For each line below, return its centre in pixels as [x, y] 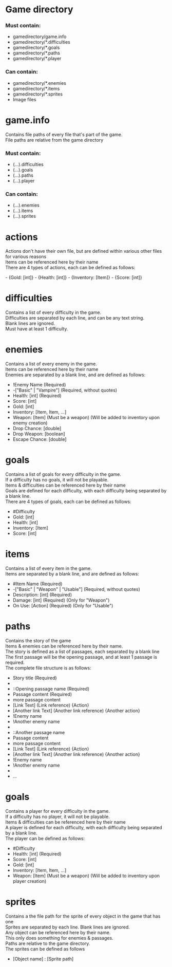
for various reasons [26, 257]
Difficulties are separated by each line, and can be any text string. [75, 318]
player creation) [30, 881]
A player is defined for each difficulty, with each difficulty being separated [84, 827]
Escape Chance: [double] [40, 439]
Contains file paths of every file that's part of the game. [64, 134]
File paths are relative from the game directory [54, 140]
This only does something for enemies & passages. [60, 938]
